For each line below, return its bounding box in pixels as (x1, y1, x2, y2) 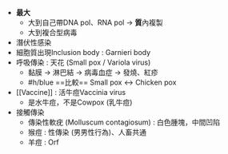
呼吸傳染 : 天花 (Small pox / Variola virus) (15, 57, 151, 67)
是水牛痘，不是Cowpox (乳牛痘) (27, 97, 133, 107)
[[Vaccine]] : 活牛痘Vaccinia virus (15, 88, 126, 97)
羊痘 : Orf (27, 137, 59, 147)
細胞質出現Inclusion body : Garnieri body (15, 48, 151, 57)
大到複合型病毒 (27, 28, 78, 37)
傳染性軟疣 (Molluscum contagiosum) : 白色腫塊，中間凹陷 (27, 117, 221, 127)
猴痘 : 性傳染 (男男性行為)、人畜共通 (27, 128, 146, 136)
